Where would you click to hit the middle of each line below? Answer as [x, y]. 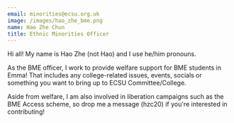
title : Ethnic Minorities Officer [58, 34]
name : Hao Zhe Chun [36, 27]
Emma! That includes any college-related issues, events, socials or [105, 75]
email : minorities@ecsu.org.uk [54, 14]
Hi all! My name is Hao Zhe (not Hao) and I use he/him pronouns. [102, 54]
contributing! [26, 112]
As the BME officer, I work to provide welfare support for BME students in [115, 68]
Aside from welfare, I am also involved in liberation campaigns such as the [116, 97]
